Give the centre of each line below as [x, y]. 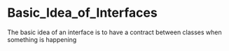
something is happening [42, 39]
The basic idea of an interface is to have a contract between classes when [114, 32]
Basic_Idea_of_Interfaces [82, 13]
